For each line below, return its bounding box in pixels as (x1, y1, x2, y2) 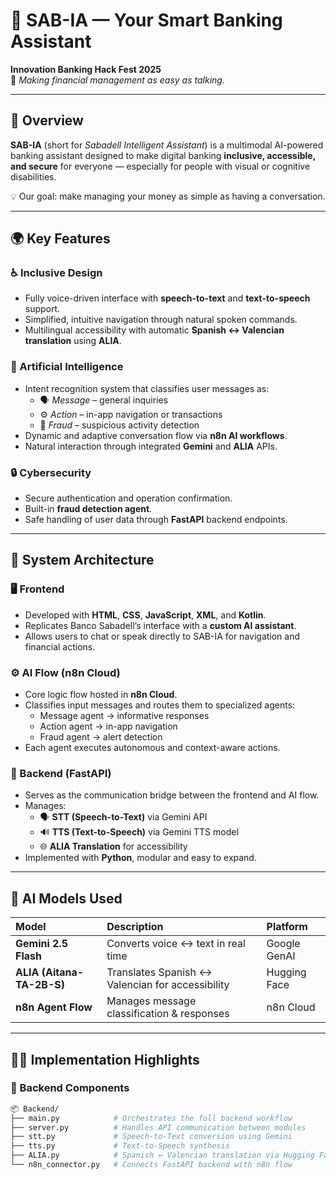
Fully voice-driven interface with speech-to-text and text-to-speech (24, 292, 311, 304)
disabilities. (10, 170, 57, 183)
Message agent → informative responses (39, 710, 210, 722)
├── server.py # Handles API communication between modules (10, 1122, 307, 1133)
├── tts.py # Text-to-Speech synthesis (10, 1141, 230, 1151)
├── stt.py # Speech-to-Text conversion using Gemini (10, 1132, 293, 1142)
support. (24, 303, 61, 315)
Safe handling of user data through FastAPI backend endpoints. (24, 514, 288, 526)
